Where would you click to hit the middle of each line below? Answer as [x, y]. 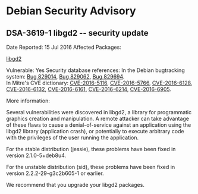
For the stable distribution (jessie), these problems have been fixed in [91, 149]
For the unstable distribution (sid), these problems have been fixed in [91, 167]
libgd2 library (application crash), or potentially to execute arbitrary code [95, 131]
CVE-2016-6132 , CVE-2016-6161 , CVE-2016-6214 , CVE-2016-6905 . [89, 89]
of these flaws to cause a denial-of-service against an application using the [99, 125]
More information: [28, 101]
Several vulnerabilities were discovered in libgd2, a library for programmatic [99, 112]
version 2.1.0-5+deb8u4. [36, 155]
